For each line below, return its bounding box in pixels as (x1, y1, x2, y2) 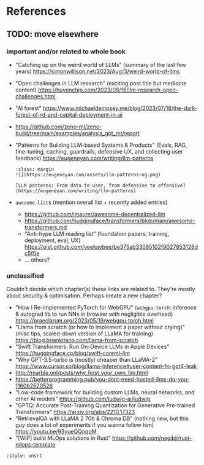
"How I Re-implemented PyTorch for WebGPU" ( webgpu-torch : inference (15, 304, 197, 311)
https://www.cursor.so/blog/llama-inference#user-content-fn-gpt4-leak (15, 362, 197, 370)
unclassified (6, 272, 44, 280)
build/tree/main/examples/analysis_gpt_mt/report (15, 129, 140, 136)
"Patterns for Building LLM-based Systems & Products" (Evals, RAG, (15, 141, 187, 149)
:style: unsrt (6, 453, 43, 459)
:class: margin (15, 166, 55, 173)
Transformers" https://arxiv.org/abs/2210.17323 (15, 408, 135, 416)
